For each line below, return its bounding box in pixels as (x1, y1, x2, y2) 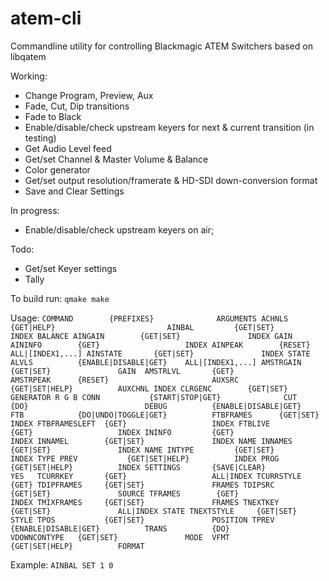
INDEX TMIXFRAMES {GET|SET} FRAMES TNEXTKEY (10, 497, 280, 507)
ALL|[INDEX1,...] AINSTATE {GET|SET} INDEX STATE (10, 348, 311, 359)
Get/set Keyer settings (24, 262, 118, 274)
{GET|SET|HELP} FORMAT (10, 541, 145, 551)
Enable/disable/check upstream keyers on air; (24, 223, 215, 236)
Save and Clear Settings (24, 185, 125, 197)
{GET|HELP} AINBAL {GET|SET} (10, 322, 275, 332)
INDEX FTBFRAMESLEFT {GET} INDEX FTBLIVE (10, 418, 271, 429)
